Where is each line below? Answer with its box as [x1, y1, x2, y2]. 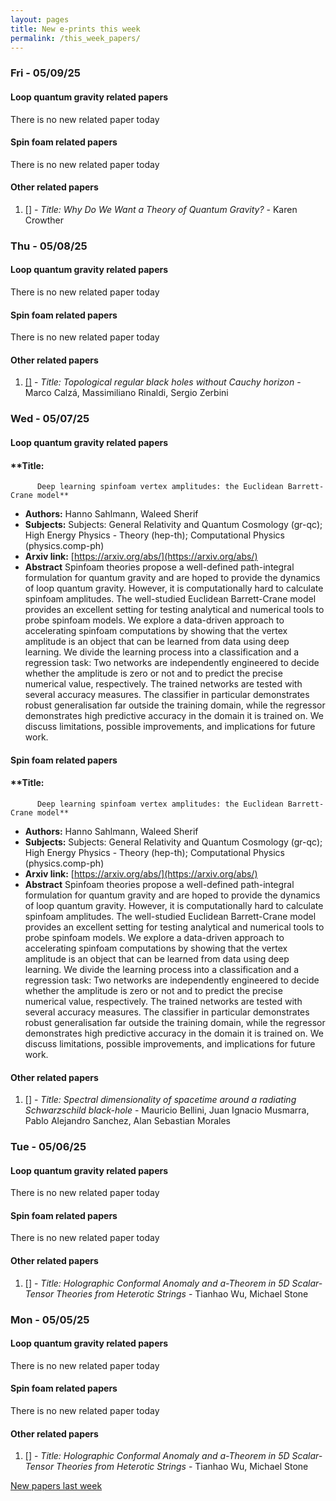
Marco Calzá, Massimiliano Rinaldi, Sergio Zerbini [24, 387, 229, 399]
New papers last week [10, 1480, 103, 1492]
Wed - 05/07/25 [10, 412, 90, 426]
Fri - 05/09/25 [10, 66, 81, 80]
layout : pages [10, 14, 70, 25]
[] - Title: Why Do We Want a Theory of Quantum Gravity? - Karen [24, 203, 298, 215]
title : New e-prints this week [10, 24, 141, 34]
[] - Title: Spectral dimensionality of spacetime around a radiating [24, 1094, 297, 1106]
